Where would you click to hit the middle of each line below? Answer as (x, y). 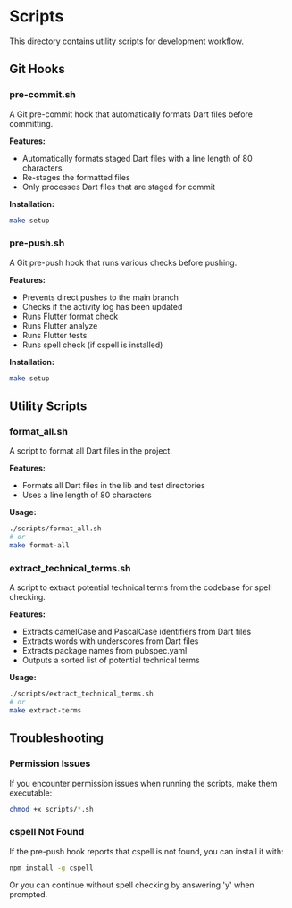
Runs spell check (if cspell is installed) (92, 345)
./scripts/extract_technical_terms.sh (81, 694)
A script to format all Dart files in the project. (91, 451)
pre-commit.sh (42, 95)
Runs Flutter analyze (60, 325)
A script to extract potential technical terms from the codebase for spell (141, 587)
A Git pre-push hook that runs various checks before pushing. (123, 262)
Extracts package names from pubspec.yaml (104, 651)
